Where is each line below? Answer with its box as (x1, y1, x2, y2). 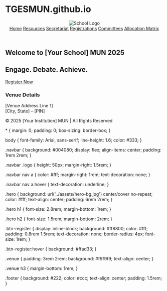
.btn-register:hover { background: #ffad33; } (5, 246, 97, 252)
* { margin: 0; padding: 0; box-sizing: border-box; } (5, 127, 111, 133)
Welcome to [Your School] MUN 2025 (5, 48, 125, 57)
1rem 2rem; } (5, 152, 32, 159)
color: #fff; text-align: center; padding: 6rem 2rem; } (5, 197, 113, 203)
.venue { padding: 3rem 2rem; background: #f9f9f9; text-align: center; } (5, 256, 154, 262)
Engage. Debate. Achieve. (5, 65, 88, 74)
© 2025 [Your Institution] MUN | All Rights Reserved (5, 118, 113, 124)
